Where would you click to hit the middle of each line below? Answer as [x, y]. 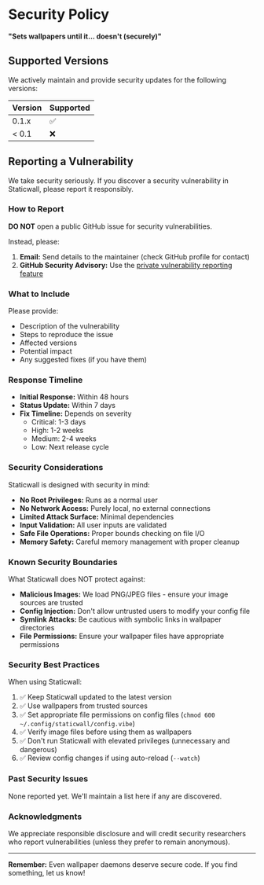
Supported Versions [58, 61]
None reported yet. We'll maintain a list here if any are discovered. [115, 796]
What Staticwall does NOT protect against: [77, 579]
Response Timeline [46, 380]
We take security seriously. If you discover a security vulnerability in [119, 180]
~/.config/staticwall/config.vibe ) [77, 724]
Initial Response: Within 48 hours [74, 397]
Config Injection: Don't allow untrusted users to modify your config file [134, 611]
